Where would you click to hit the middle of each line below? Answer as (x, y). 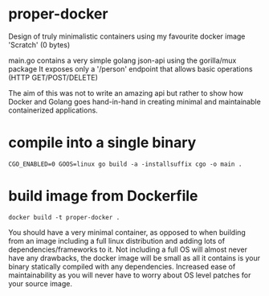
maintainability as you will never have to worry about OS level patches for (130, 275)
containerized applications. (53, 110)
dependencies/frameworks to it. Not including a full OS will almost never (128, 249)
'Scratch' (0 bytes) (39, 44)
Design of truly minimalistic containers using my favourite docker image (127, 36)
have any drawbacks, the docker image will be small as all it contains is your (134, 257)
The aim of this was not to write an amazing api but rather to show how (126, 92)
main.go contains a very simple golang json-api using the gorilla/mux (122, 60)
